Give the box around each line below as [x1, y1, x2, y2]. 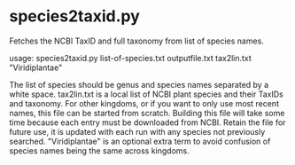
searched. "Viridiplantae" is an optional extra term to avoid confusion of [9, 136, 271, 146]
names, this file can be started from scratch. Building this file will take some [9, 107, 285, 118]
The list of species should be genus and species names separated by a [9, 79, 269, 90]
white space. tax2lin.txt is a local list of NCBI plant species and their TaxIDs [9, 89, 283, 99]
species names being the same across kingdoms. [9, 145, 190, 156]
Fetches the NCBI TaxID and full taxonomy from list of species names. [9, 35, 264, 46]
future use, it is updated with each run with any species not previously [9, 126, 266, 137]
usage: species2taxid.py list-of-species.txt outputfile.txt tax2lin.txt [9, 52, 252, 63]
